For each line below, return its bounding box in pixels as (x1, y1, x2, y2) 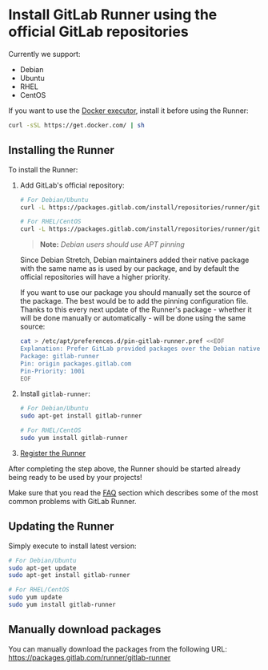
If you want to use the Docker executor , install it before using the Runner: (8, 106, 250, 115)
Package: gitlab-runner (19, 352, 100, 360)
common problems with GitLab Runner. (8, 496, 138, 506)
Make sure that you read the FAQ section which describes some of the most (8, 487, 258, 498)
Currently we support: (8, 49, 81, 59)
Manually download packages (8, 623, 162, 636)
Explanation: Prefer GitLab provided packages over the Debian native (19, 345, 261, 353)
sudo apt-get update (8, 563, 78, 572)
